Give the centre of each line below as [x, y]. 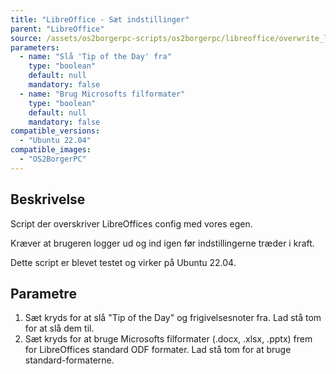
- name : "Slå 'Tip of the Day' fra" [95, 57]
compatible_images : [51, 150]
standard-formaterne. [69, 360]
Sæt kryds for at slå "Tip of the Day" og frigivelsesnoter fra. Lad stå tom [173, 318]
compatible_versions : [55, 131]
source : [26, 38]
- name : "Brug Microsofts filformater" [102, 94]
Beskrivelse [48, 199]
